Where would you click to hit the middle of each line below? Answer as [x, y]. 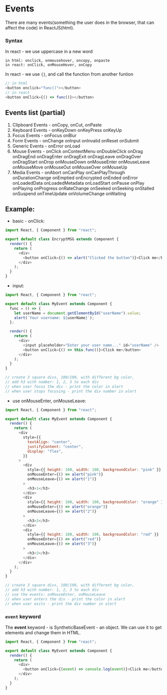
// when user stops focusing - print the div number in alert [71, 391]
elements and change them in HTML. [43, 632]
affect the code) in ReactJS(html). [40, 27]
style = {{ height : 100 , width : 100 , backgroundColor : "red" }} [93, 535]
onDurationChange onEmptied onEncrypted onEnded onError [75, 178]
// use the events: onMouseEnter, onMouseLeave [55, 594]
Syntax [14, 40]
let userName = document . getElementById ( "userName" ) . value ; [78, 313]
